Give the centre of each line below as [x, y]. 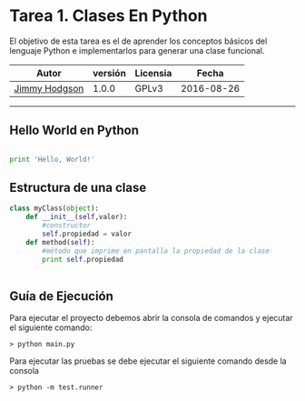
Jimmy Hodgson [49, 88]
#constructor [67, 226]
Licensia [153, 73]
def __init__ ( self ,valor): [77, 217]
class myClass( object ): [54, 209]
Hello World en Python [74, 130]
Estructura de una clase [78, 188]
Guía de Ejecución [61, 296]
